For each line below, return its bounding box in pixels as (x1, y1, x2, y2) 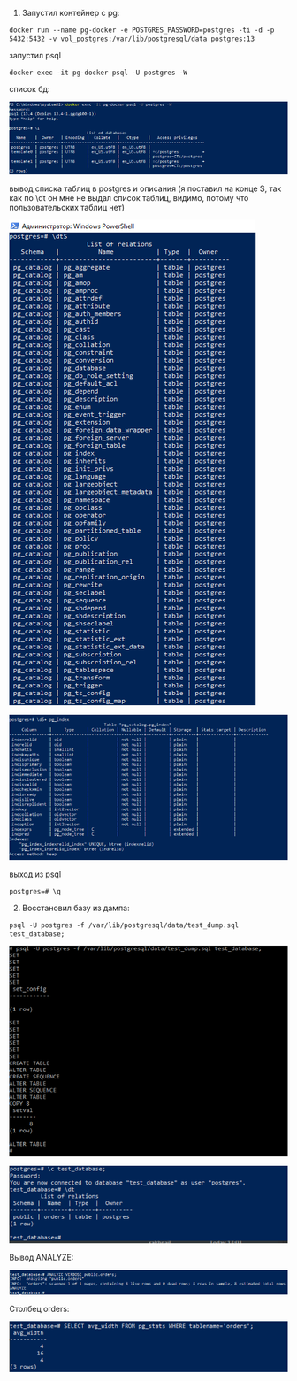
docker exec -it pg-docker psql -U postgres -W (9, 68, 188, 77)
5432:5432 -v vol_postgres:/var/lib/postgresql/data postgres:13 (9, 35, 255, 43)
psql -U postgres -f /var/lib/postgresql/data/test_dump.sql (9, 921, 240, 930)
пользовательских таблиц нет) (9, 202, 126, 212)
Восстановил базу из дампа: (21, 902, 130, 914)
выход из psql (9, 869, 62, 879)
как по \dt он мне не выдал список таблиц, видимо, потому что (9, 192, 249, 203)
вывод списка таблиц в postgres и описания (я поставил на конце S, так (9, 183, 282, 194)
